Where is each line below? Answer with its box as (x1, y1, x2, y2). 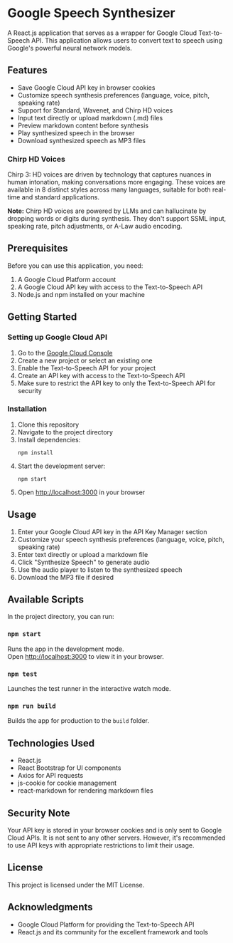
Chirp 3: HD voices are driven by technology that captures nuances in (7, 170, 212, 179)
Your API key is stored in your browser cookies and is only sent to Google (7, 825, 222, 834)
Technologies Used (7, 737, 94, 749)
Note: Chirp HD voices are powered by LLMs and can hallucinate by (7, 207, 207, 215)
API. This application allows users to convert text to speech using (31, 36, 222, 44)
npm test (7, 670, 38, 678)
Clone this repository (17, 420, 80, 429)
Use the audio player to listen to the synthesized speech (17, 565, 183, 574)
